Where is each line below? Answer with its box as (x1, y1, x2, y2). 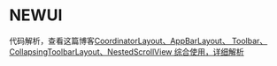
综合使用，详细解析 (173, 46, 245, 57)
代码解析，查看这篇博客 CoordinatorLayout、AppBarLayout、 (9, 35, 230, 46)
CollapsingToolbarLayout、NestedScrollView (9, 46, 173, 57)
